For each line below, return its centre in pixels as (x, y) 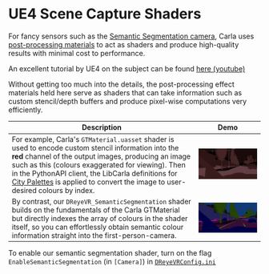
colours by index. (67, 190)
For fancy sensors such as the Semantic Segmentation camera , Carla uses (131, 36)
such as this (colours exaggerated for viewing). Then (99, 164)
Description (102, 127)
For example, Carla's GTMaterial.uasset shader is (93, 139)
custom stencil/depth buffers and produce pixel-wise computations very (128, 101)
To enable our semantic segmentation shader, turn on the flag (110, 253)
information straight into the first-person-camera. (94, 235)
